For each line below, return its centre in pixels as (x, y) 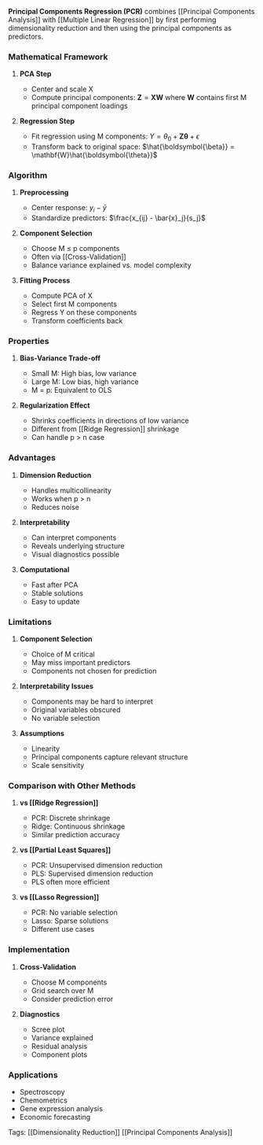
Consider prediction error (72, 999)
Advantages (32, 458)
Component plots (59, 1055)
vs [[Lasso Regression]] (59, 897)
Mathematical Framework (58, 57)
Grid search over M (62, 990)
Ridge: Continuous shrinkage (78, 826)
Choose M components (69, 982)
